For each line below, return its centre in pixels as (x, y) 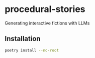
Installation (23, 39)
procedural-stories (45, 9)
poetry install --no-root (32, 50)
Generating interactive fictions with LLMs (47, 23)
